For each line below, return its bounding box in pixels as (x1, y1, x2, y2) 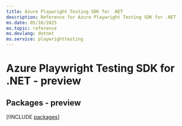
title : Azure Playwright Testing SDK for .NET (6, 8, 123, 15)
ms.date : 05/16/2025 (6, 20, 58, 25)
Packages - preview (6, 98, 81, 108)
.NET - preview (6, 75, 81, 88)
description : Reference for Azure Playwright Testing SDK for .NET (6, 14, 177, 20)
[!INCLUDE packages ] (6, 114, 60, 120)
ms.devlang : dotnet (6, 31, 55, 37)
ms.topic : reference (6, 25, 58, 31)
